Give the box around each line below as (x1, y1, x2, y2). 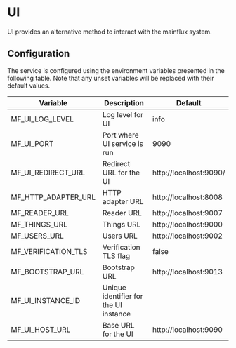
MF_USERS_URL (11, 231, 65, 241)
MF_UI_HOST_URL (11, 324, 71, 334)
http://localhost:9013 (152, 267, 223, 276)
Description (104, 98, 144, 107)
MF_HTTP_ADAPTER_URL (11, 192, 96, 202)
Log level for (102, 109, 144, 119)
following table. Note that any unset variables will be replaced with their (7, 74, 214, 82)
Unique (102, 282, 126, 292)
